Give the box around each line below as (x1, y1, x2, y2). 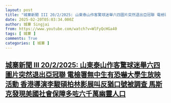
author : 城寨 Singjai (5, 21, 50, 27)
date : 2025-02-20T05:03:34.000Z (5, 17, 74, 22)
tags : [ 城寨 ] (5, 31, 36, 36)
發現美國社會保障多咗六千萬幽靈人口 (12, 90, 126, 98)
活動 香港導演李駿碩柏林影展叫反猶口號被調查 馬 (5, 80, 156, 89)
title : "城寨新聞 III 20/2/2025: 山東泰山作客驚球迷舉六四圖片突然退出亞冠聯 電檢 (5, 12, 165, 17)
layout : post (5, 7, 33, 13)
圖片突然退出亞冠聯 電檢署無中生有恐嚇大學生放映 (5, 70, 161, 79)
